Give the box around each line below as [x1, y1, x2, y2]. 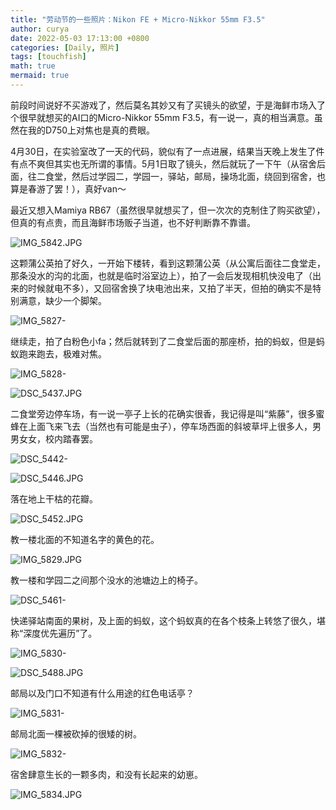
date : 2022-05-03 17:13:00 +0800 [10, 33, 150, 43]
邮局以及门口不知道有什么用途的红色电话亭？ [10, 687, 195, 699]
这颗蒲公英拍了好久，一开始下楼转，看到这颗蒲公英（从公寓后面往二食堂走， [10, 257, 326, 269]
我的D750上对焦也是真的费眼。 [27, 124, 156, 136]
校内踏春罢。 [44, 432, 98, 445]
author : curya [10, 24, 70, 34]
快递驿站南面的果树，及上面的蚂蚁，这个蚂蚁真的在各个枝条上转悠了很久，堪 [10, 614, 326, 626]
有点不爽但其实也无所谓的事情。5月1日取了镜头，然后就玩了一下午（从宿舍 [10, 157, 317, 170]
